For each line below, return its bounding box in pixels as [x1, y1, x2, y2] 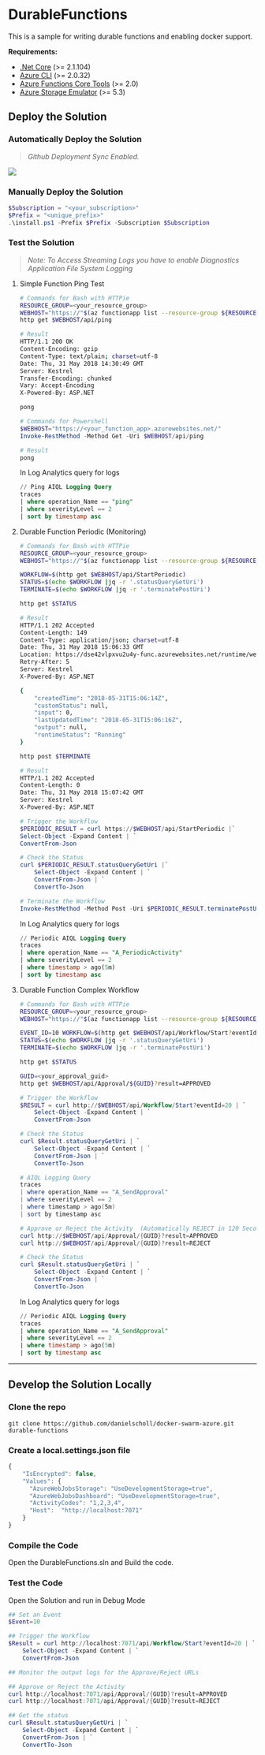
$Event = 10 [8, 1618, 41, 1626]
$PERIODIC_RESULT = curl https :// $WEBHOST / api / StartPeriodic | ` [19, 825, 236, 833]
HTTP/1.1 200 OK [19, 337, 73, 346]
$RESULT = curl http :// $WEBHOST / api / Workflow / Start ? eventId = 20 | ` [19, 1101, 247, 1109]
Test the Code [8, 1578, 63, 1589]
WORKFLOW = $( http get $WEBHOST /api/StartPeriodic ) [19, 571, 187, 579]
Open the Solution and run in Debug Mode [8, 1595, 146, 1605]
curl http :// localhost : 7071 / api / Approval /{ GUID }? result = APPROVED [8, 1690, 227, 1698]
